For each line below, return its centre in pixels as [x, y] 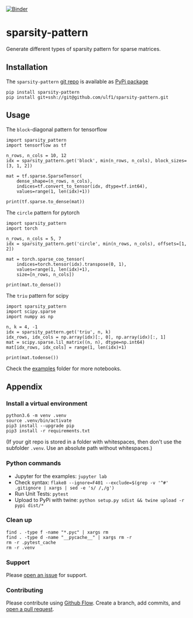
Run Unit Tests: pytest [42, 494]
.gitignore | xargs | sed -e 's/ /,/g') [64, 488]
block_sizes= [171, 161]
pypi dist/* [29, 506]
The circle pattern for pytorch [43, 212]
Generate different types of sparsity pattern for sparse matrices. [83, 49]
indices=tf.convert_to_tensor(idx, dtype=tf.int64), [82, 186]
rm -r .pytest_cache [31, 542]
